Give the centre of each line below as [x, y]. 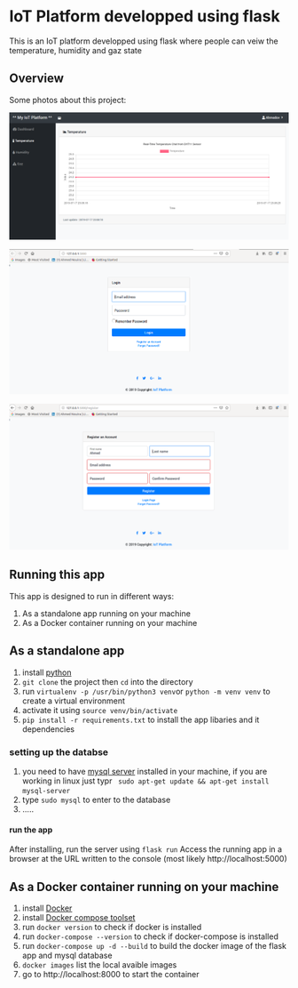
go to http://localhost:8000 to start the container [110, 974]
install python [47, 672]
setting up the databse [59, 751]
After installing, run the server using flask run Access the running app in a [145, 849]
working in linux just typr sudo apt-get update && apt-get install [145, 781]
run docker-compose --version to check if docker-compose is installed [150, 936]
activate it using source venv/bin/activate [100, 710]
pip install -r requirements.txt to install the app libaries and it [141, 719]
